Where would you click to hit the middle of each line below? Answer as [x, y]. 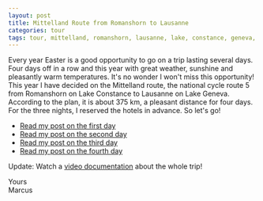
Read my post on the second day [73, 135]
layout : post [30, 15]
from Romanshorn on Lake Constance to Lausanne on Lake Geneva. [119, 94]
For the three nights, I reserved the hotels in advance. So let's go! [115, 111]
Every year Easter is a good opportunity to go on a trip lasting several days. [131, 60]
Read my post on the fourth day [71, 151]
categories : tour [37, 30]
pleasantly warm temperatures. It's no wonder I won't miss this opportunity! [131, 77]
